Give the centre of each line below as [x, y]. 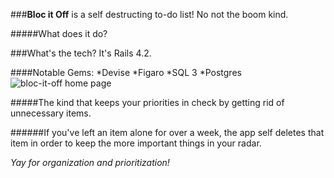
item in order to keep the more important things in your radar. [136, 143]
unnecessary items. [51, 113]
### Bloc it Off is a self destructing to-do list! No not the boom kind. [149, 14]
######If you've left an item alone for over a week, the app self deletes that [167, 132]
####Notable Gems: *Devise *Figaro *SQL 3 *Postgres [126, 72]
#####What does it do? [59, 33]
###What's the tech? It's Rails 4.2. [81, 53]
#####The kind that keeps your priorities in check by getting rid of [147, 102]
